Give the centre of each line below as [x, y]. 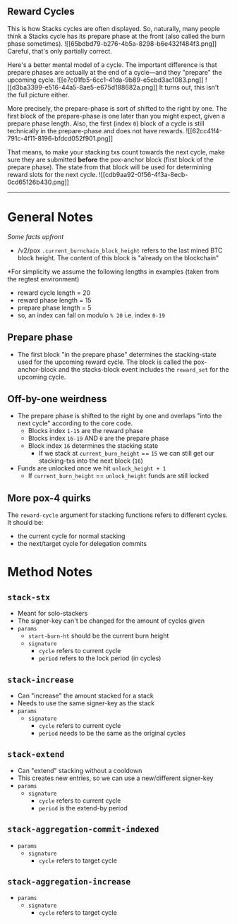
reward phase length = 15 [54, 300]
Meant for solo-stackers [53, 614]
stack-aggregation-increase [69, 882]
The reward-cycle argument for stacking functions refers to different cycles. [117, 515]
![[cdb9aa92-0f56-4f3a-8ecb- [143, 174]
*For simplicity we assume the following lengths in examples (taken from [113, 272]
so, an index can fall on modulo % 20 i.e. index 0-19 [91, 315]
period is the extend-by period [83, 808]
